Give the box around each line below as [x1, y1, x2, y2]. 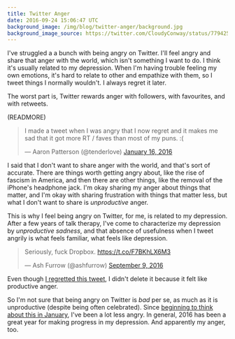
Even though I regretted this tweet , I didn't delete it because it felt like [7, 275, 208, 283]
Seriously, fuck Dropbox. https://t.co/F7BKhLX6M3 [24, 247, 171, 256]
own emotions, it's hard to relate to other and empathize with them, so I [7, 71, 213, 80]
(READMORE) [7, 113, 47, 122]
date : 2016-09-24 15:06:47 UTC [7, 17, 99, 24]
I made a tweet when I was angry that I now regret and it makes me [24, 127, 218, 135]
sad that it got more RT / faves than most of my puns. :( [24, 134, 184, 143]
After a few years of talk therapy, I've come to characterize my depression [7, 219, 221, 228]
